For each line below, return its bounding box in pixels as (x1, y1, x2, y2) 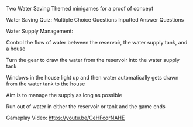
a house (6, 45, 26, 52)
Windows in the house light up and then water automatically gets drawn (6, 74, 179, 81)
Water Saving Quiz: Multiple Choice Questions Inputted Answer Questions (6, 16, 184, 23)
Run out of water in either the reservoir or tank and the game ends (6, 103, 166, 110)
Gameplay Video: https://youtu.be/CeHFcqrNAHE (6, 114, 125, 121)
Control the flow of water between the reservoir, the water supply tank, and (6, 39, 188, 46)
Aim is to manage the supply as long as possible (6, 92, 123, 98)
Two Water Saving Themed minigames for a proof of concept (6, 5, 154, 12)
